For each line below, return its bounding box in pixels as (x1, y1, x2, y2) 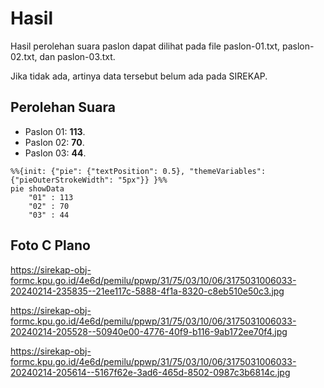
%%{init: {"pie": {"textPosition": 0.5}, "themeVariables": (10, 166, 267, 176)
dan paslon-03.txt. (39, 50, 116, 62)
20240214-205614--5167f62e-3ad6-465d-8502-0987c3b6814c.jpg (10, 366, 291, 378)
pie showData (10, 183, 65, 194)
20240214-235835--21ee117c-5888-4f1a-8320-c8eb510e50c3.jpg (10, 285, 285, 297)
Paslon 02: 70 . (24, 136, 85, 148)
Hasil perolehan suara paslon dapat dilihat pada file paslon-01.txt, (10, 40, 281, 52)
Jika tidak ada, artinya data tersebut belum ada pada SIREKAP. (10, 70, 268, 82)
